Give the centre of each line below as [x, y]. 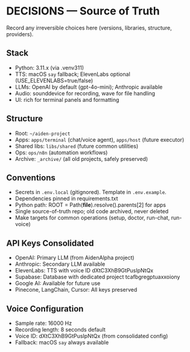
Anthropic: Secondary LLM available [60, 264]
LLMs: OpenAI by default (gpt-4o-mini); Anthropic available [89, 87]
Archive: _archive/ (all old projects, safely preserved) [81, 159]
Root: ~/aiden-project [43, 133]
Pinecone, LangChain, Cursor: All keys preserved [76, 290]
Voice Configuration [45, 309]
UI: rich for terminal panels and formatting [67, 99]
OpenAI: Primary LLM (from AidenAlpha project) [74, 258]
